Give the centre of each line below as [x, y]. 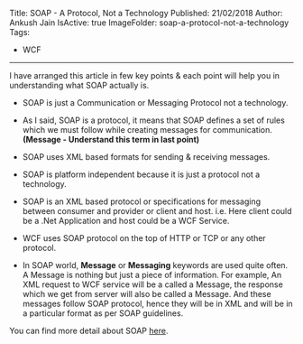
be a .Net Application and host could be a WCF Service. [126, 221]
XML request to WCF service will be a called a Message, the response [153, 284]
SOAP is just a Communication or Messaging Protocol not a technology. [155, 102]
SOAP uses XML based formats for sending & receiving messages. [146, 157]
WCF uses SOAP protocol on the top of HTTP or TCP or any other [144, 238]
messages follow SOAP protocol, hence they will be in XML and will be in [157, 303]
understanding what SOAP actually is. [79, 85]
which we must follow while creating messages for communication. [147, 130]
